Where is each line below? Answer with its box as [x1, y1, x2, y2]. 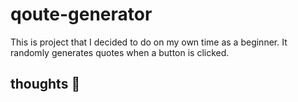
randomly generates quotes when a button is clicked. [10, 46, 230, 58]
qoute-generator [10, 3, 153, 26]
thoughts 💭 [10, 76, 81, 93]
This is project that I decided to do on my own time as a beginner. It [10, 36, 288, 48]
